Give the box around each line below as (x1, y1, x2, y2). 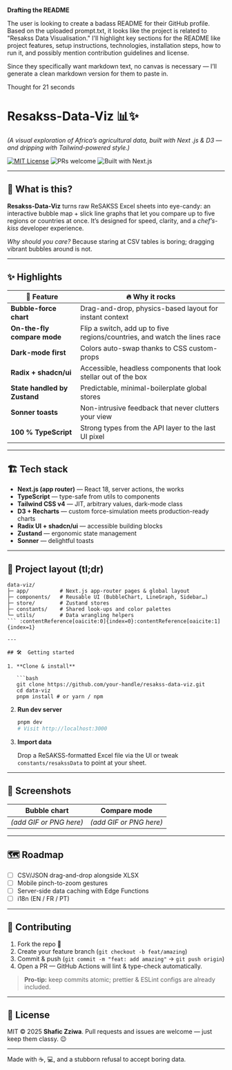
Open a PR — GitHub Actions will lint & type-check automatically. (17, 962, 202, 970)
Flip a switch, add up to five (80, 323, 169, 333)
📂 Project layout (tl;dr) (7, 563, 104, 575)
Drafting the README (7, 6, 70, 14)
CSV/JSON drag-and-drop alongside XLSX (17, 871, 139, 879)
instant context (80, 312, 129, 321)
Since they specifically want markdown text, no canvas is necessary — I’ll (7, 62, 217, 70)
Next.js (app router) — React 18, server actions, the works (17, 485, 184, 494)
